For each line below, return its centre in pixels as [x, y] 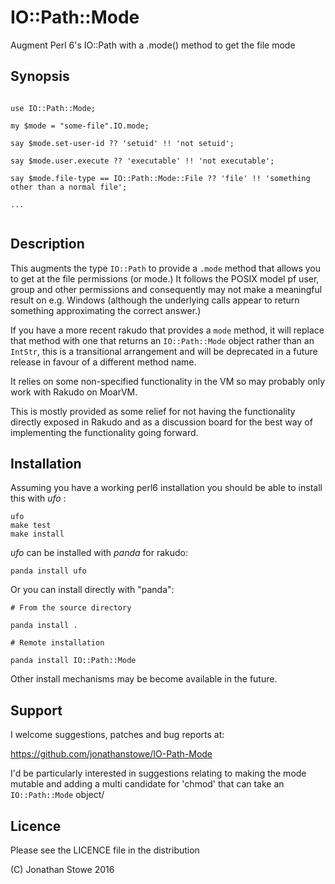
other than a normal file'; [69, 187]
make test [31, 526]
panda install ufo [48, 571]
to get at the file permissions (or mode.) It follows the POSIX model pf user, [165, 278]
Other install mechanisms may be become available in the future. [144, 679]
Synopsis [40, 76]
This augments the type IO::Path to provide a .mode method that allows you [166, 268]
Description [47, 244]
